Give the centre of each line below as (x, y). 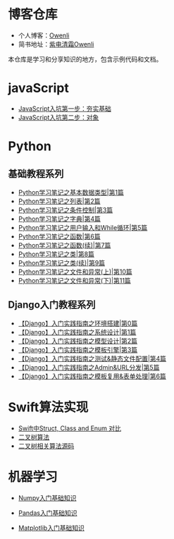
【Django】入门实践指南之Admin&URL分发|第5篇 (89, 367)
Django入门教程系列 (52, 305)
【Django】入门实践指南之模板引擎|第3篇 (78, 349)
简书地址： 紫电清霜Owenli (56, 44)
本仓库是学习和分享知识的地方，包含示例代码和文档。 (85, 59)
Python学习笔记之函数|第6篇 (59, 236)
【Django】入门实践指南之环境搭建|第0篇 (78, 323)
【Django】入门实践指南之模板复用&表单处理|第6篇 (92, 376)
